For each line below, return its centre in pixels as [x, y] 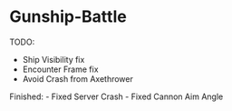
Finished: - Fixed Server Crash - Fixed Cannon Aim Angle [116, 96]
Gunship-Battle [68, 17]
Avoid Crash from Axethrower [77, 78]
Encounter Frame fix [60, 69]
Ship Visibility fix [53, 59]
